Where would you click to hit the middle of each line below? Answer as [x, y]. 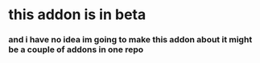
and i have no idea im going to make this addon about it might [130, 40]
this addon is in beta [77, 15]
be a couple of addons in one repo [76, 49]
